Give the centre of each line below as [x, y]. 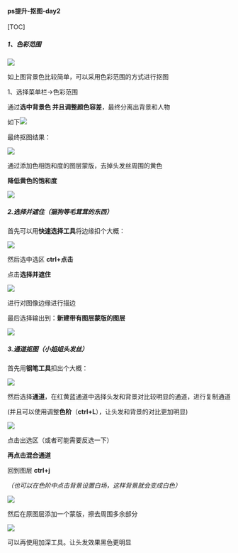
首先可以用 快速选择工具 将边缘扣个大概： [66, 231]
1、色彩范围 [24, 44]
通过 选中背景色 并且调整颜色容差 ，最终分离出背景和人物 [89, 107]
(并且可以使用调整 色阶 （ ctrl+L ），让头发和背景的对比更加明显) [98, 412]
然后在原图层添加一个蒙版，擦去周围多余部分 [73, 514]
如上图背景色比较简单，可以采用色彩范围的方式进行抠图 [88, 77]
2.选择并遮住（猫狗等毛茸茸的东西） [60, 211]
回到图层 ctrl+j [29, 471]
